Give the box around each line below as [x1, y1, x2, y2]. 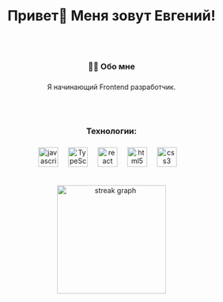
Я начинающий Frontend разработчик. [47, 82, 176, 91]
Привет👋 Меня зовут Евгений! [7, 7, 216, 25]
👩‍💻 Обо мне [88, 61, 135, 72]
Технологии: [85, 125, 137, 136]
